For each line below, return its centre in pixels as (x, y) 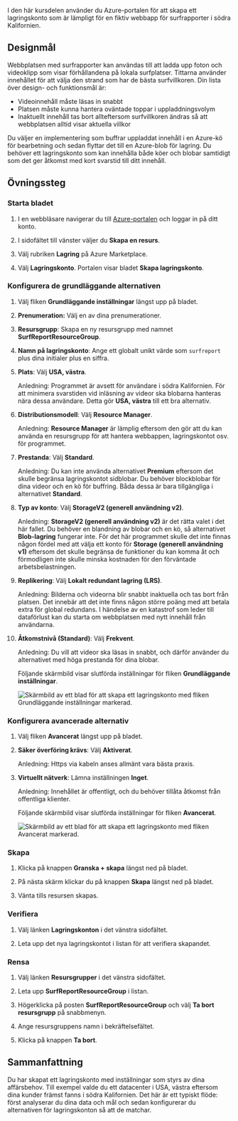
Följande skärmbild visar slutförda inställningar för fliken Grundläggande (124, 673)
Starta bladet (30, 204)
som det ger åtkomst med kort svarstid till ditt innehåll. (87, 160)
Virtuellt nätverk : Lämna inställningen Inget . (83, 778)
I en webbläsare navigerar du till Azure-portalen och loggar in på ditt (118, 219)
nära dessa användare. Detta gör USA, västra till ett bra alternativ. (114, 401)
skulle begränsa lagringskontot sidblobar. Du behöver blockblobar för (119, 478)
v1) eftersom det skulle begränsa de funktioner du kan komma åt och (119, 552)
